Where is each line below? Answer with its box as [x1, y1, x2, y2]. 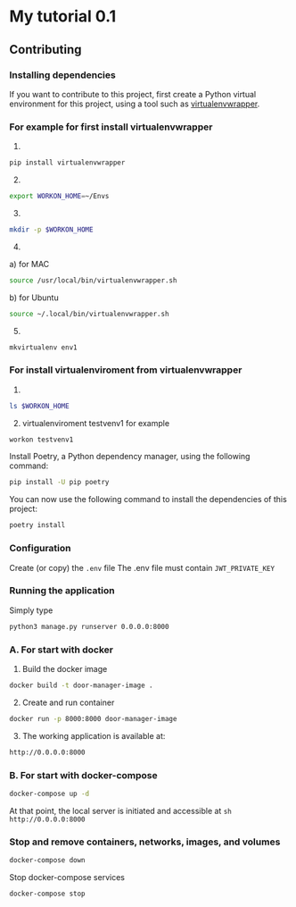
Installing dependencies [9, 69, 116, 81]
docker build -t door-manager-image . [9, 681, 153, 690]
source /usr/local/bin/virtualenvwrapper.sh [9, 275, 177, 285]
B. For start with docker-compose [9, 768, 158, 781]
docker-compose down [9, 856, 86, 865]
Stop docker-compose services [9, 871, 125, 882]
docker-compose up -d [9, 789, 90, 798]
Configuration [9, 542, 71, 555]
